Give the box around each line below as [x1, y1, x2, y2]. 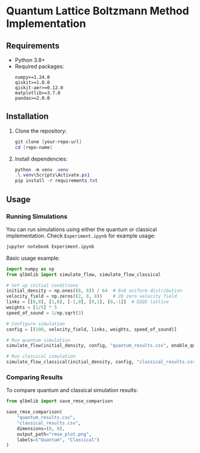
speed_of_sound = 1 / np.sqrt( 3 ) [6, 310, 84, 316]
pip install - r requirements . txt [14, 178, 98, 184]
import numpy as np [6, 266, 55, 272]
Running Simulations [6, 212, 68, 220]
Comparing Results [6, 373, 63, 381]
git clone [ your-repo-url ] [14, 138, 82, 144]
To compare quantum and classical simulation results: [6, 387, 138, 394]
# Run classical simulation [6, 353, 76, 359]
